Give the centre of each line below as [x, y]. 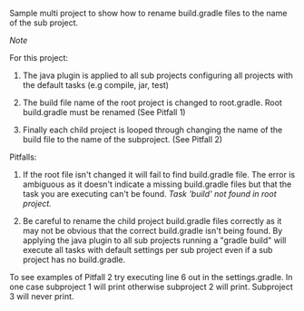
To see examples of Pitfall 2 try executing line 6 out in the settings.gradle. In [151, 277]
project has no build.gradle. [74, 259]
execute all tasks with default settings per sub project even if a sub [147, 250]
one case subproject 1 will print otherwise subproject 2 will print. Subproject [151, 287]
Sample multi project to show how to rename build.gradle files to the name [148, 13]
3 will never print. [42, 296]
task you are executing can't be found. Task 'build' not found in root [149, 194]
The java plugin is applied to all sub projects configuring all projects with [157, 75]
